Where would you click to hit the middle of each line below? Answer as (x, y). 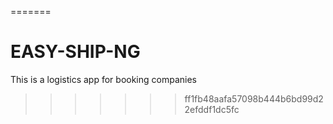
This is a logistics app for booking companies (103, 79)
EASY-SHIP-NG (75, 52)
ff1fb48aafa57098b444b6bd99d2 (254, 98)
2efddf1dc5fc (212, 109)
